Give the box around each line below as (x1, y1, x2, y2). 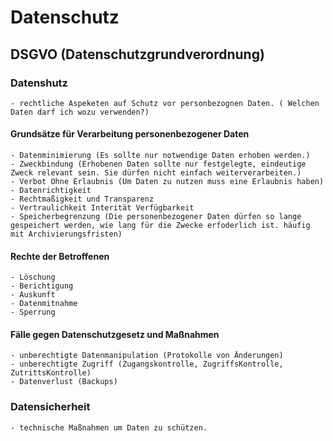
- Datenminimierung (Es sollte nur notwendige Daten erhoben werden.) (10, 151, 311, 161)
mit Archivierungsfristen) (10, 229, 123, 240)
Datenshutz (10, 76, 68, 90)
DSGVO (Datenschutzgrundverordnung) (10, 46, 265, 63)
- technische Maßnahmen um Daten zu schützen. (10, 422, 208, 433)
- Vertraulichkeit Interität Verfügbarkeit (10, 203, 195, 213)
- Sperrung (10, 307, 56, 318)
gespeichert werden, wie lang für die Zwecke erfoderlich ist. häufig (10, 221, 311, 231)
